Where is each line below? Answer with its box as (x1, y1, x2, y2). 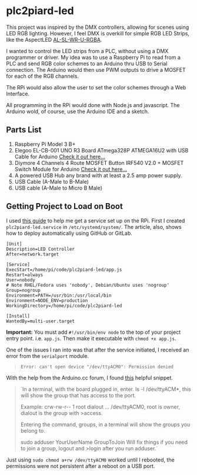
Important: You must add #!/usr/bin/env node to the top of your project (6, 328, 181, 336)
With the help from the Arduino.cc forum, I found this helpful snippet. (6, 374, 173, 381)
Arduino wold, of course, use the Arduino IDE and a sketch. (6, 108, 149, 115)
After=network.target (6, 251, 59, 257)
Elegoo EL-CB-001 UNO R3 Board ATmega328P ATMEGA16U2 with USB (14, 147, 189, 154)
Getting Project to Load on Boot (6, 201, 123, 211)
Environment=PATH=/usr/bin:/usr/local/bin (6, 293, 112, 298)
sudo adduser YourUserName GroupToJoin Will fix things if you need (20, 439, 188, 446)
